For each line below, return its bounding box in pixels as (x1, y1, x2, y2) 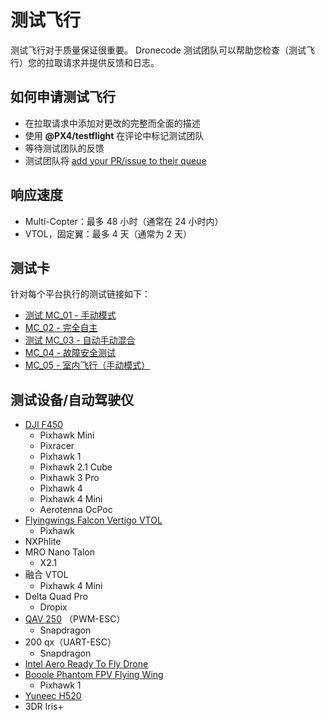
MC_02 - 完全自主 (24, 322, 98, 334)
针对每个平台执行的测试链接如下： (10, 288, 151, 300)
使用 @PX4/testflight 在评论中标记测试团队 (24, 129, 205, 141)
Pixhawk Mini (39, 429, 95, 441)
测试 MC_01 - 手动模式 (24, 309, 117, 321)
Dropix (39, 601, 68, 613)
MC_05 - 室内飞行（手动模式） (24, 359, 151, 371)
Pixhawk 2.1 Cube (39, 461, 113, 473)
